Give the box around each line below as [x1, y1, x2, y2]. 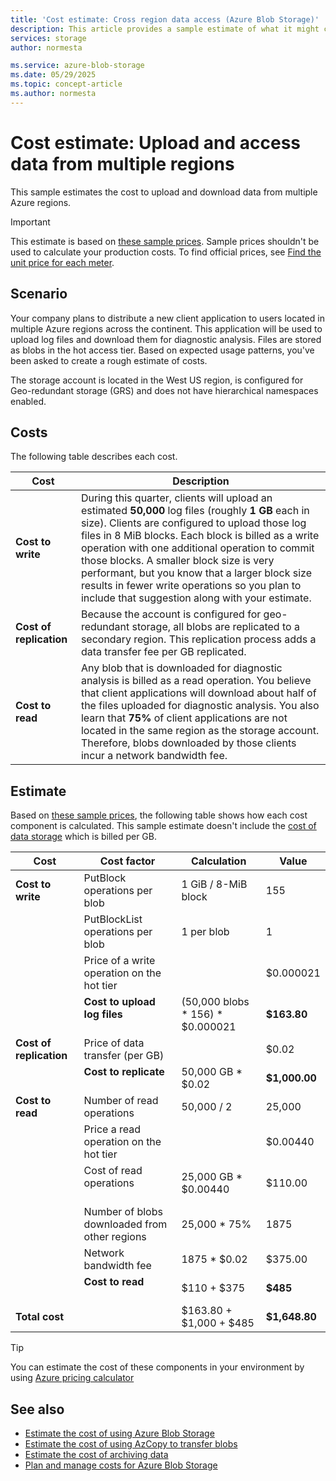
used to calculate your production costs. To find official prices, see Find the [10, 246, 322, 258]
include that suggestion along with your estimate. [80, 591, 312, 605]
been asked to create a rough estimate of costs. [10, 354, 208, 366]
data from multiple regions [10, 152, 235, 175]
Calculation [190, 854, 247, 868]
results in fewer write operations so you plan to [80, 579, 302, 593]
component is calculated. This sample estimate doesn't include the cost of [10, 820, 317, 832]
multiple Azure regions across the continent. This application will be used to [10, 322, 323, 335]
